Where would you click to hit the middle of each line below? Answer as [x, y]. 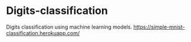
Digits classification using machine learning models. [69, 27]
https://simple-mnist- [159, 27]
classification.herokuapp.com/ [43, 33]
